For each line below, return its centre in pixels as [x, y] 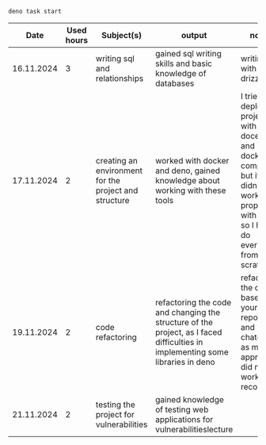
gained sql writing [188, 54]
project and [117, 190]
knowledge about [188, 180]
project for [115, 414]
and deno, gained [188, 171]
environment [119, 171]
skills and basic [184, 63]
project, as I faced [189, 332]
